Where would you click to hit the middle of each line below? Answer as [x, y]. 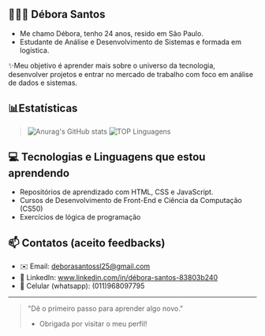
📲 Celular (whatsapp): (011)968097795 [82, 286]
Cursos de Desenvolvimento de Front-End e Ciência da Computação [131, 201]
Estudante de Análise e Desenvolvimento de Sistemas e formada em [131, 42]
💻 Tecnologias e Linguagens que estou [107, 157]
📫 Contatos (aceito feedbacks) [87, 243]
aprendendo [39, 174]
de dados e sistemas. [43, 83]
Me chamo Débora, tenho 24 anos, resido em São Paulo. [111, 33]
